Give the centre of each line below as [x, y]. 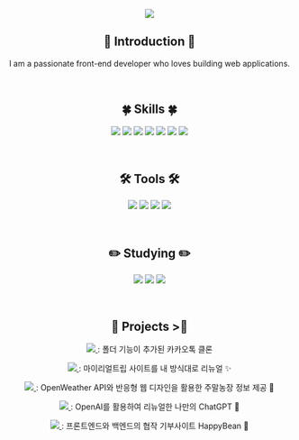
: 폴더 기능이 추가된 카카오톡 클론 [154, 349]
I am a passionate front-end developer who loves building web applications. [149, 63]
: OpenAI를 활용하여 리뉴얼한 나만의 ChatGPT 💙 [155, 407]
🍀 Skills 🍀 [149, 110]
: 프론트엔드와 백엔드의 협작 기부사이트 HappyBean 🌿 [155, 426]
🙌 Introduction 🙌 [149, 42]
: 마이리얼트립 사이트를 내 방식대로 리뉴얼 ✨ [155, 369]
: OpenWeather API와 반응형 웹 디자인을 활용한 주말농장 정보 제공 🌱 [155, 388]
